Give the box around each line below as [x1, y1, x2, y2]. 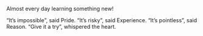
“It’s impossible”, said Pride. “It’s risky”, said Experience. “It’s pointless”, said [6, 17, 198, 23]
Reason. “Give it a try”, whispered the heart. [6, 23, 116, 30]
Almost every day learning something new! [6, 5, 114, 12]
